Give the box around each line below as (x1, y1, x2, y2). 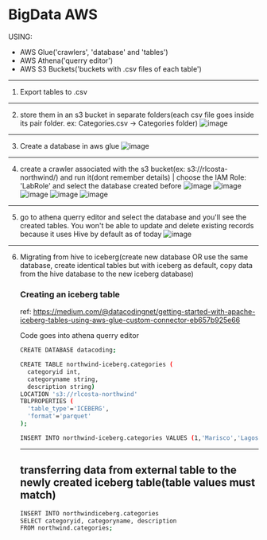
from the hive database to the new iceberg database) (19, 269, 195, 278)
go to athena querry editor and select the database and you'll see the (19, 212, 247, 222)
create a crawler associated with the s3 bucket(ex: (19, 164, 186, 173)
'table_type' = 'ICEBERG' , (27, 405, 110, 413)
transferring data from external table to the (19, 464, 237, 477)
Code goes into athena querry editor (19, 331, 139, 340)
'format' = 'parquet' (27, 412, 92, 421)
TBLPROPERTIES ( (19, 398, 74, 406)
